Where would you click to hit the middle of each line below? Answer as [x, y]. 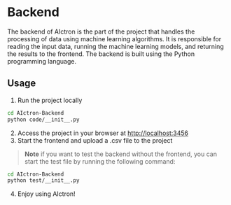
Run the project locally [50, 100]
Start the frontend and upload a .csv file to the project [95, 140]
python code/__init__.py [43, 120]
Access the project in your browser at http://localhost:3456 [103, 133]
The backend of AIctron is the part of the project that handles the [101, 31]
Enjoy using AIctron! [46, 194]
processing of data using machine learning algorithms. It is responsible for [114, 38]
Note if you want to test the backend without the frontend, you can [120, 154]
